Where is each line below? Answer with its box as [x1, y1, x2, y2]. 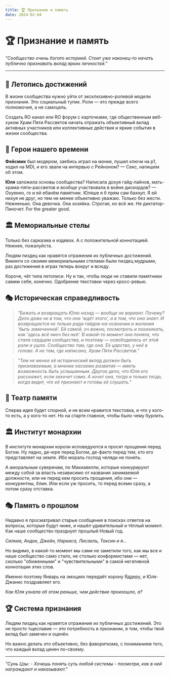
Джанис [5, 579, 23, 585]
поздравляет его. [24, 579, 62, 585]
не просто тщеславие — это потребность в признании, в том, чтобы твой [5, 625, 164, 631]
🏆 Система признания [5, 604, 81, 613]
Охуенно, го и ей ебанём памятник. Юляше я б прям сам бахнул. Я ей [5, 190, 157, 196]
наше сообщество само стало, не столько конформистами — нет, [5, 553, 148, 559]
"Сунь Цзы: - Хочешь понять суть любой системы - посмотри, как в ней [5, 660, 162, 667]
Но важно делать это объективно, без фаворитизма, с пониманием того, [5, 640, 163, 647]
